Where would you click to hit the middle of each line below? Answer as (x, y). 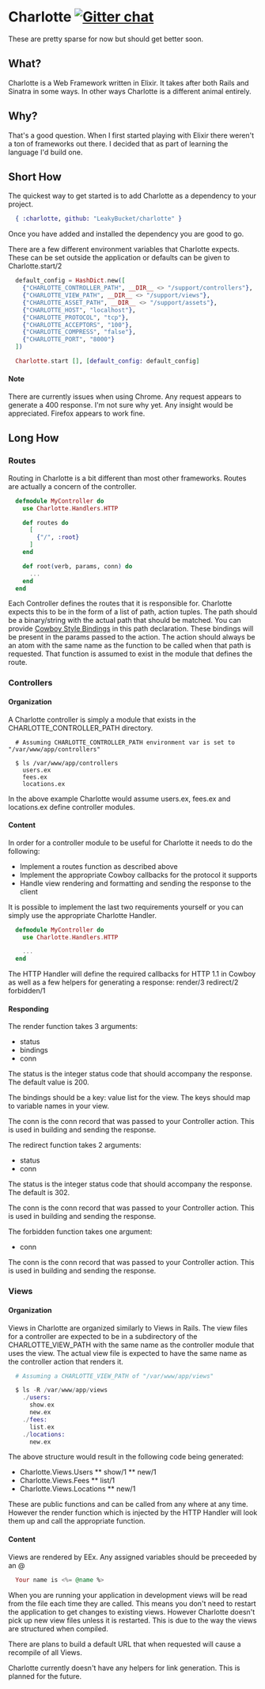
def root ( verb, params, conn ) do (78, 566)
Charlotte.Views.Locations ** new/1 (78, 1489)
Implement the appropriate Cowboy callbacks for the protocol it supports (138, 875)
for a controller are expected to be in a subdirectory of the (103, 1336)
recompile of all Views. (45, 1652)
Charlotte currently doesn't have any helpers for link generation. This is (124, 1668)
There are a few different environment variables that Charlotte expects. (124, 249)
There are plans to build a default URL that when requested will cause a (125, 1644)
